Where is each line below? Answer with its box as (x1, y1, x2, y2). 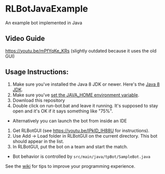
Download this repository (12, 97, 65, 103)
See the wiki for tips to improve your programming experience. (5, 163, 135, 169)
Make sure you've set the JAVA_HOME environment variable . (12, 92, 140, 98)
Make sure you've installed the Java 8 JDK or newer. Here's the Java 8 (12, 81, 160, 87)
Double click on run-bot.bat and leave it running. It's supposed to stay (12, 102, 158, 108)
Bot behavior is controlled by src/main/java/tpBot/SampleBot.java (12, 153, 150, 159)
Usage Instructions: (5, 68, 69, 76)
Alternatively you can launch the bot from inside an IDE (12, 118, 127, 124)
